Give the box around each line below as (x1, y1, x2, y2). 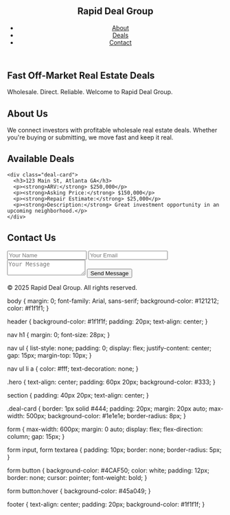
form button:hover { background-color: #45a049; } (7, 487, 151, 495)
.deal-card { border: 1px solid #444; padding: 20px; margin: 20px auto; (7, 404, 207, 413)
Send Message (90, 269, 129, 277)
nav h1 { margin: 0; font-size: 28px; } (7, 330, 111, 339)
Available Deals (7, 153, 75, 165)
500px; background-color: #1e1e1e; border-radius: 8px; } (26, 411, 187, 420)
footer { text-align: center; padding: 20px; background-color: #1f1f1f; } (7, 500, 205, 508)
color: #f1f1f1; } (7, 304, 49, 312)
